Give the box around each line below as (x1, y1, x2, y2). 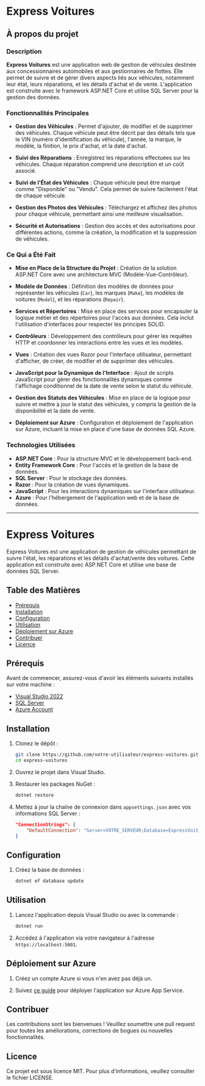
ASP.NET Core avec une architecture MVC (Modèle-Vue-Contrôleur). (15, 271, 189, 278)
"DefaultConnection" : (26, 827, 81, 834)
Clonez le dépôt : (15, 740, 59, 747)
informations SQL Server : (15, 810, 81, 817)
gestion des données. (6, 93, 61, 100)
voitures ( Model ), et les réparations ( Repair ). (15, 296, 125, 303)
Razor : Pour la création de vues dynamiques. (15, 481, 130, 488)
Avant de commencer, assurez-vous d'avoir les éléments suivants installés (6, 674, 194, 682)
